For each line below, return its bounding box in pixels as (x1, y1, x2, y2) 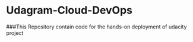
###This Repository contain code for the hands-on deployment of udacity (6, 23, 187, 30)
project (6, 29, 24, 36)
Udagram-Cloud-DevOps (6, 4, 132, 17)
